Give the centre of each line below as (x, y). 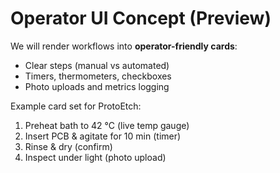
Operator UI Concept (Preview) (141, 18)
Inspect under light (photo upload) (95, 157)
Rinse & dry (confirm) (68, 146)
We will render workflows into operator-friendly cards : (124, 46)
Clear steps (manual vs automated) (97, 65)
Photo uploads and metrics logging (97, 86)
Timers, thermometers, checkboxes (98, 76)
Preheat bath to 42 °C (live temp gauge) (107, 125)
